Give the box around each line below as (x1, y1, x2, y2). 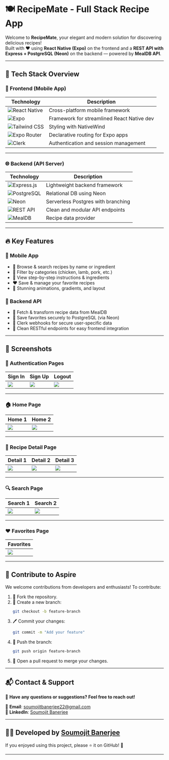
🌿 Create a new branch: (12, 599, 62, 605)
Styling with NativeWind (48, 123, 106, 130)
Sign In (8, 373, 25, 380)
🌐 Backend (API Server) (5, 160, 64, 167)
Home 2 (32, 416, 51, 423)
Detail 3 (55, 457, 74, 464)
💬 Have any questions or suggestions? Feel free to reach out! (5, 694, 135, 700)
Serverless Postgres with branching (46, 198, 131, 205)
